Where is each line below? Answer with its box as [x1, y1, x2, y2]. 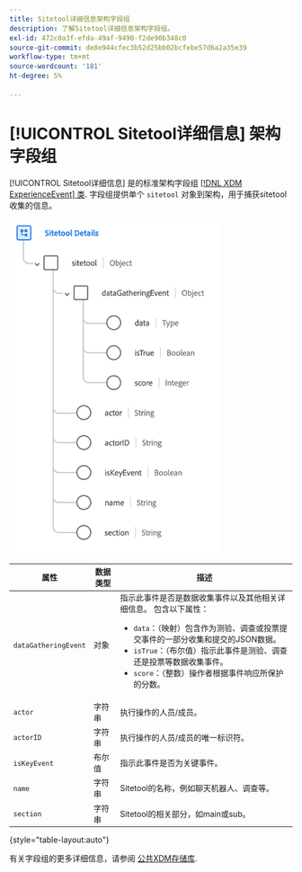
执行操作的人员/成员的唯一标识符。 [120, 732, 250, 743]
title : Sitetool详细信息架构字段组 [9, 14, 130, 23]
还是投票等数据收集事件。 [133, 656, 228, 667]
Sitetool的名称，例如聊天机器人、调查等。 [120, 783, 274, 794]
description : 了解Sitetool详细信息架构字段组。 [9, 23, 175, 33]
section [13, 810, 42, 819]
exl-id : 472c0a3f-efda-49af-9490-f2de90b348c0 [9, 33, 187, 42]
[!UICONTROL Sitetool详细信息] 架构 [9, 123, 281, 144]
